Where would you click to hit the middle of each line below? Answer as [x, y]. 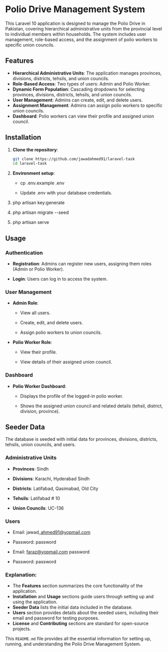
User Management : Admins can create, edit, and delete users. [77, 100]
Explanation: [21, 574]
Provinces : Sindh [31, 469]
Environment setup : [34, 173]
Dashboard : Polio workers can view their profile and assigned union [83, 116]
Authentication [24, 253]
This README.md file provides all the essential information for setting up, [78, 639]
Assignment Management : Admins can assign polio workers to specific [88, 105]
